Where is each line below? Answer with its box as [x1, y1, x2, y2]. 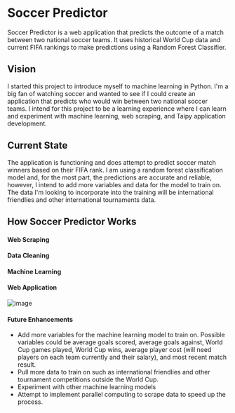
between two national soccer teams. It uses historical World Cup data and [7, 35, 221, 43]
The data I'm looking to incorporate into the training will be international [7, 188, 214, 196]
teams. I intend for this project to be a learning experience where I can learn [7, 104, 227, 113]
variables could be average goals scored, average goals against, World [17, 338, 223, 346]
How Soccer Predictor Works [7, 215, 137, 227]
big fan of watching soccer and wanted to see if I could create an [7, 89, 196, 97]
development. [7, 119, 47, 128]
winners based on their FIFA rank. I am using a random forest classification [7, 165, 223, 174]
